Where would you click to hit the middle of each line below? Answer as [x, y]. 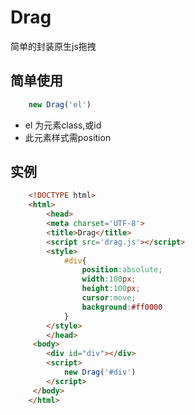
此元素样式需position [68, 137]
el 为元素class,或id [63, 125]
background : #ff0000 [122, 307]
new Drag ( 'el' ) [60, 104]
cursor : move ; [109, 298]
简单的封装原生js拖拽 [53, 46]
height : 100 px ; [111, 289]
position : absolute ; [122, 270]
